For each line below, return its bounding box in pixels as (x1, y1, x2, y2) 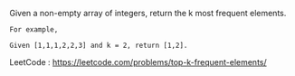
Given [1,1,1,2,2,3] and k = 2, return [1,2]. (9, 41, 188, 50)
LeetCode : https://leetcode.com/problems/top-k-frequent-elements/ (9, 57, 267, 67)
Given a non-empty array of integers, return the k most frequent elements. (9, 8, 287, 18)
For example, (9, 25, 59, 34)
